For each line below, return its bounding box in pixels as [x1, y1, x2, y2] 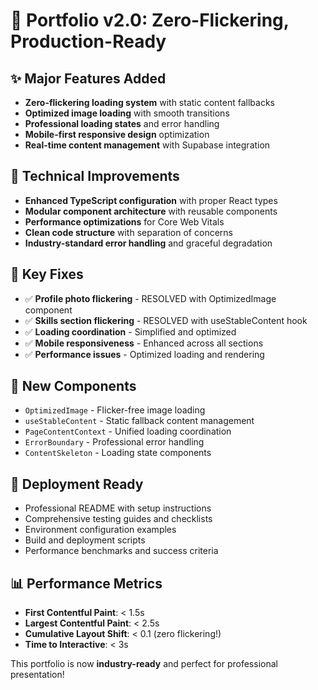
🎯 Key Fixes [10, 266, 84, 283]
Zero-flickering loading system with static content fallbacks [24, 97, 275, 108]
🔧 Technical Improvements [10, 168, 180, 185]
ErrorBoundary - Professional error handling [24, 436, 205, 448]
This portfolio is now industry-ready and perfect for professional [10, 658, 278, 670]
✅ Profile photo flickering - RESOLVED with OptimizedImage [24, 292, 277, 304]
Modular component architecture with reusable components [24, 205, 278, 217]
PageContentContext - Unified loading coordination [24, 425, 232, 438]
